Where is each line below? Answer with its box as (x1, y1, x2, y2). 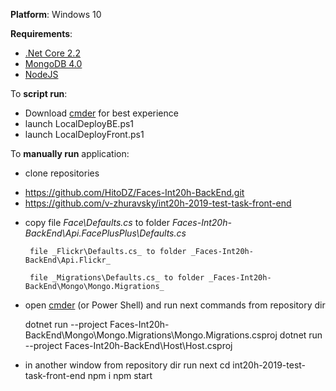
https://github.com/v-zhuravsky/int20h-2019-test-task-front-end (24, 197, 292, 209)
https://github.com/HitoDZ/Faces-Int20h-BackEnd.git (24, 187, 245, 198)
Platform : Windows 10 (10, 9, 102, 20)
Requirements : (10, 28, 73, 39)
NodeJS (24, 69, 59, 80)
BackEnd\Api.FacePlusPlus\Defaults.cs (24, 227, 187, 239)
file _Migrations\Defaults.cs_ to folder (29, 273, 205, 283)
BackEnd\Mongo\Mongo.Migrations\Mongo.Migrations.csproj (24, 329, 278, 341)
